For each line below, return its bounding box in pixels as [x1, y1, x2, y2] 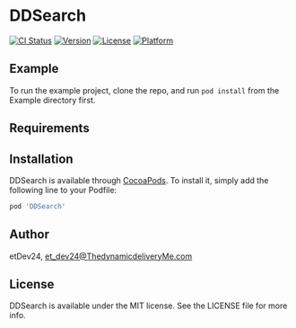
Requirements [9, 120, 90, 136]
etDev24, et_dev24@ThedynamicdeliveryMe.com [9, 251, 193, 262]
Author [9, 226, 49, 243]
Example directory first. [9, 94, 96, 105]
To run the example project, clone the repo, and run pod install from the [9, 84, 280, 95]
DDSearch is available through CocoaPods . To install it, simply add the [9, 174, 269, 185]
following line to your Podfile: [9, 184, 118, 195]
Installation [9, 151, 74, 166]
